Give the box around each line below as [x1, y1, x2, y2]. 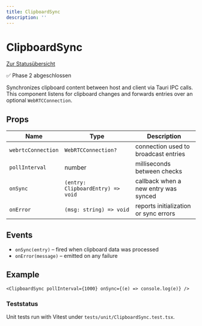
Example [6, 269, 40, 280]
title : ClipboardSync [6, 8, 61, 15]
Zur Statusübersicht [6, 60, 55, 67]
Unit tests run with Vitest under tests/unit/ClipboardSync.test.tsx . [6, 313, 176, 321]
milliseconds [135, 160, 171, 168]
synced [135, 192, 156, 201]
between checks [135, 167, 182, 175]
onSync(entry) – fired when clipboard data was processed [14, 246, 159, 253]
